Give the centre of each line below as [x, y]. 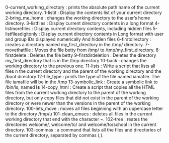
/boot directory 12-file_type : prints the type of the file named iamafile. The [82, 77]
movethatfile [18, 50]
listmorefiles [18, 29]
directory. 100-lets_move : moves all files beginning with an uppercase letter [84, 108]
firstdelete [16, 55]
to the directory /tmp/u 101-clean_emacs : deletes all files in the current [79, 114]
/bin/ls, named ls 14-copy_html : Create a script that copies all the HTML [80, 87]
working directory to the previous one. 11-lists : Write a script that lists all [80, 66]
